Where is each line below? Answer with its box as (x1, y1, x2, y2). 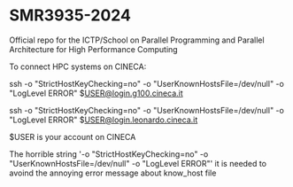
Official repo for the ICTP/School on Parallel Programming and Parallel (9, 35, 265, 45)
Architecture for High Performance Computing (9, 43, 179, 54)
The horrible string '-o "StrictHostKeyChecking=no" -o (9, 148, 209, 160)
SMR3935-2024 (9, 5, 131, 26)
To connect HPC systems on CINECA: (9, 61, 147, 72)
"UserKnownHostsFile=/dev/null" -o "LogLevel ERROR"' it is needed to (9, 158, 267, 168)
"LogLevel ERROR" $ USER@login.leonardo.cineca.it (9, 114, 198, 125)
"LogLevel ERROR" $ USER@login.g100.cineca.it (9, 88, 183, 98)
